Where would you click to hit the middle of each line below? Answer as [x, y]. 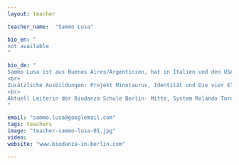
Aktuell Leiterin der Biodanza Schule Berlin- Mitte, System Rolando [113, 98]
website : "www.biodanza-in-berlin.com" [67, 144]
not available [28, 46]
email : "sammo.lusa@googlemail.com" [62, 118]
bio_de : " [22, 66]
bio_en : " [22, 40]
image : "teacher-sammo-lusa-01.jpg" [62, 131]
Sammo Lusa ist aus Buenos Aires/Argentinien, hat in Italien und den [114, 72]
